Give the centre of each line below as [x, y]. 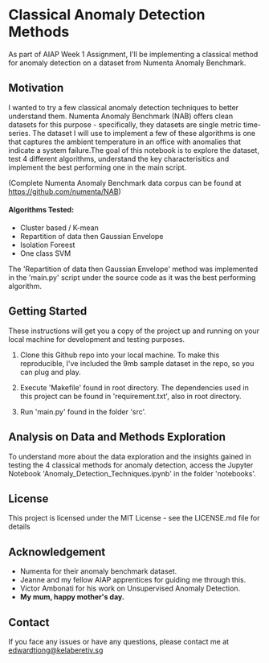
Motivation [36, 88]
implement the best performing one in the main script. [98, 167]
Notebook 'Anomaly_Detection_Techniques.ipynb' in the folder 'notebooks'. [132, 473]
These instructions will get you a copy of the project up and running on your [134, 331]
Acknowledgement [57, 552]
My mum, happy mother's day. [72, 597]
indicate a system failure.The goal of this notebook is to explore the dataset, [134, 150]
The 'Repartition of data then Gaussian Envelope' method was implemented [133, 269]
